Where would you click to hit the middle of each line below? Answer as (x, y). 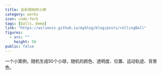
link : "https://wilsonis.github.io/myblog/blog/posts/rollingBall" (76, 28)
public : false (20, 46)
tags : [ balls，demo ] (26, 23)
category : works (22, 14)
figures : (14, 33)
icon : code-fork (22, 19)
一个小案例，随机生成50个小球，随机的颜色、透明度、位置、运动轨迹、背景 (81, 61)
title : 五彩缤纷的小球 (26, 10)
